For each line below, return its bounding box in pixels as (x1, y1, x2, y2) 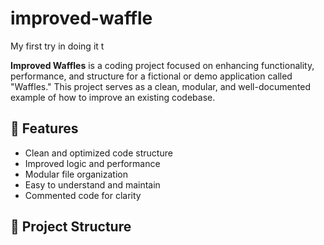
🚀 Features (10, 120, 79, 137)
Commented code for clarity (24, 189, 142, 201)
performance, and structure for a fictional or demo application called (10, 70, 293, 82)
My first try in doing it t (10, 40, 105, 52)
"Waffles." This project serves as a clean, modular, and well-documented (10, 80, 312, 92)
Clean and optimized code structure (24, 147, 173, 159)
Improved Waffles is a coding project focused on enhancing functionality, (10, 59, 315, 71)
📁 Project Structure (10, 218, 132, 236)
